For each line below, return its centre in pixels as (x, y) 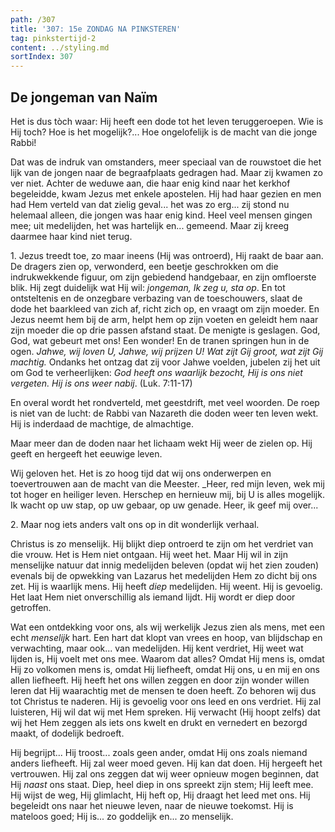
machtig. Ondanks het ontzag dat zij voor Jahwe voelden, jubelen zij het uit (165, 362)
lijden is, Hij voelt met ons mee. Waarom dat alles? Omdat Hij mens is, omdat (167, 658)
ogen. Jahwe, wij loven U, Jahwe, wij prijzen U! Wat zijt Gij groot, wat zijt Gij (167, 351)
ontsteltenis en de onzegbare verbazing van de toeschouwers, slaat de (156, 298)
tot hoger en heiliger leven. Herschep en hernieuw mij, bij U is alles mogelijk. (167, 494)
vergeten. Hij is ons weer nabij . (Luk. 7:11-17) (101, 383)
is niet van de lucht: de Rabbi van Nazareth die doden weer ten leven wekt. (164, 413)
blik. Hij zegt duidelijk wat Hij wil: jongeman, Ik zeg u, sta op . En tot (148, 287)
